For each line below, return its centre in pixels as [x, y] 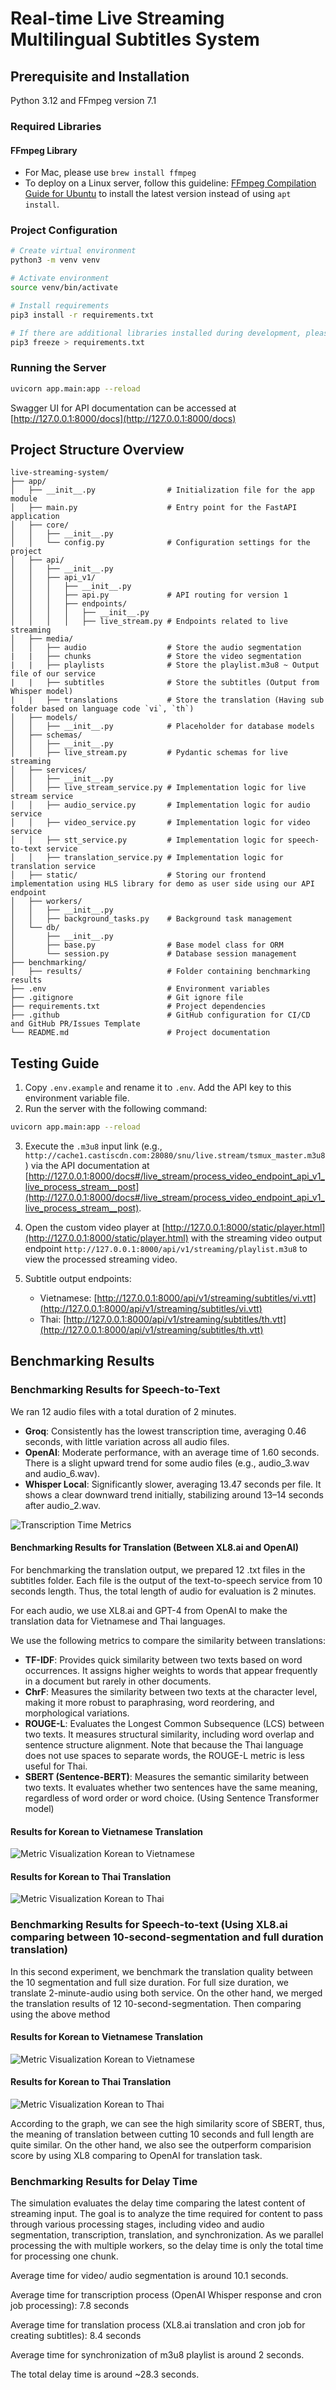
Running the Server [58, 368]
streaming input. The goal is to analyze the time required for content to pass [166, 2214]
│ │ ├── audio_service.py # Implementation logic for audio [160, 805]
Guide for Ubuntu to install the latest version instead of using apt [158, 194]
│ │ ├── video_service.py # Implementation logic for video [160, 823]
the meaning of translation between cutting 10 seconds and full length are [162, 2134]
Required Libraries [56, 126]
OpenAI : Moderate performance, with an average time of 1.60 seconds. [172, 1452]
